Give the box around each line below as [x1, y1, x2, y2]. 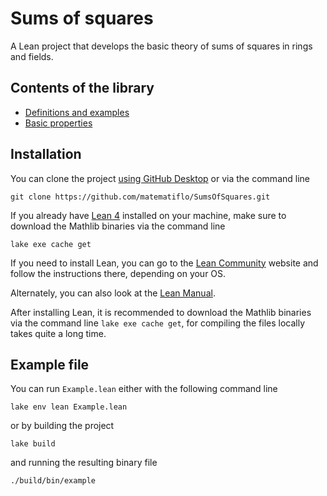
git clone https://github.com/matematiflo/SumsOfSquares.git [10, 192, 271, 202]
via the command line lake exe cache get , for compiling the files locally [10, 317, 306, 329]
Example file [10, 356, 90, 373]
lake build [10, 439, 56, 449]
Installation [10, 146, 82, 163]
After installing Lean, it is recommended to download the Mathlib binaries [10, 306, 312, 318]
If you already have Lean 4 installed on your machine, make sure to [10, 209, 287, 221]
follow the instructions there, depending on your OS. [10, 267, 227, 279]
